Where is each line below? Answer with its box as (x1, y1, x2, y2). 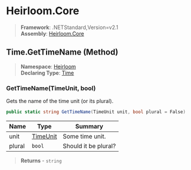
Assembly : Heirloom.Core (20, 30, 84, 37)
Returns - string (20, 157, 62, 164)
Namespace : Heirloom (20, 63, 77, 70)
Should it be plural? (62, 142, 116, 150)
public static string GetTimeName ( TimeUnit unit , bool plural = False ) (6, 109, 186, 115)
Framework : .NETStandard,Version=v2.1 (20, 24, 118, 31)
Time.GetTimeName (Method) (6, 47, 118, 57)
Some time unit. (62, 132, 106, 140)
